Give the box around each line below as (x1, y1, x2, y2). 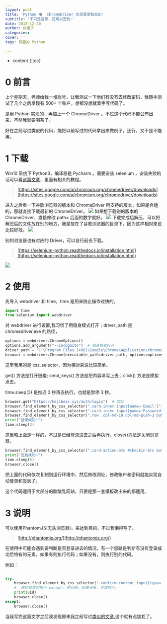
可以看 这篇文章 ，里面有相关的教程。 (9, 176, 83, 182)
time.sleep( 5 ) (5, 457, 35, 462)
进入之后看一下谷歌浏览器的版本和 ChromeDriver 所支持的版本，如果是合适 (5, 202, 159, 208)
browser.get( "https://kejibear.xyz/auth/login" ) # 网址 (5, 399, 124, 404)
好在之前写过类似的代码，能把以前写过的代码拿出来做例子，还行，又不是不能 (5, 127, 162, 133)
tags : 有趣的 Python (5, 40, 46, 45)
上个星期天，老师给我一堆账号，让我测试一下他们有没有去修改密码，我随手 (5, 94, 158, 100)
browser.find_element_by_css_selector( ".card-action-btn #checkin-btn (5, 448, 155, 453)
